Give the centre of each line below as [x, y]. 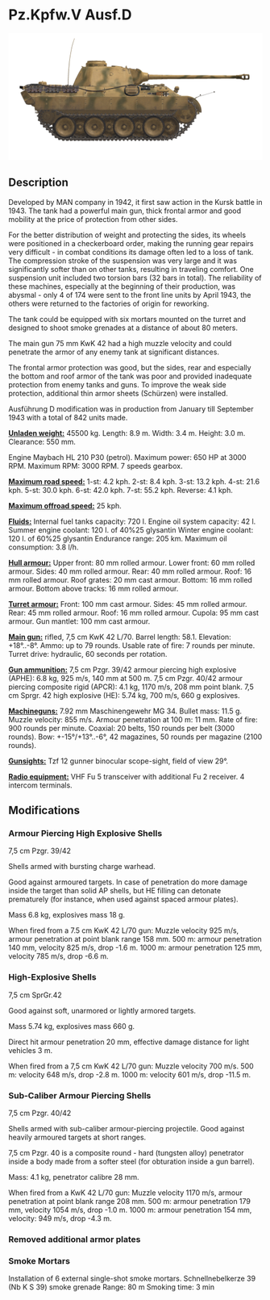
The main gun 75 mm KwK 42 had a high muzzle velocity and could [120, 343]
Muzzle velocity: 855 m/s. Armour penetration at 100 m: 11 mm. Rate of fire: [133, 719]
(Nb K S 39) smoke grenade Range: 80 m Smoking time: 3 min [112, 1287]
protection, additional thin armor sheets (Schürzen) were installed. [118, 393]
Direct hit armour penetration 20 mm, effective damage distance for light [129, 1042]
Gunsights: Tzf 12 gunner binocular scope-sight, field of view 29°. [118, 761]
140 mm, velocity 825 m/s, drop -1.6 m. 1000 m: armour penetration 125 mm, [135, 948]
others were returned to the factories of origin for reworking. [109, 303]
